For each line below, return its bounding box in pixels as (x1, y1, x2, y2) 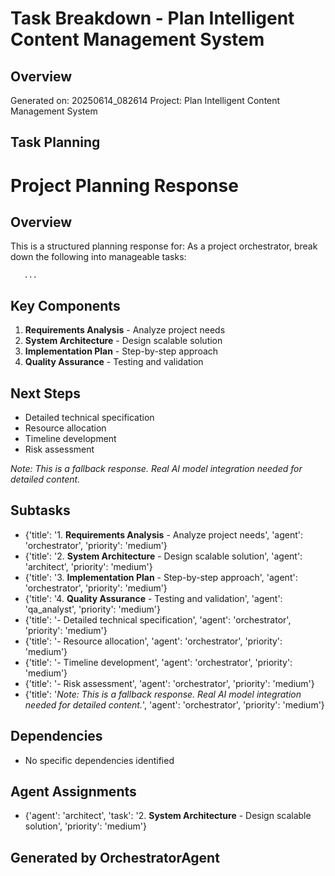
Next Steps (10, 385, 81, 402)
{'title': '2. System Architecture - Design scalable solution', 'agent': (24, 550, 303, 562)
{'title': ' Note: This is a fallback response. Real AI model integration (24, 688, 302, 700)
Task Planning (10, 134, 101, 151)
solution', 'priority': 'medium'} (24, 820, 147, 832)
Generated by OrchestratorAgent (10, 849, 220, 866)
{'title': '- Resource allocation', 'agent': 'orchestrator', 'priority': (24, 635, 283, 647)
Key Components (10, 297, 121, 314)
